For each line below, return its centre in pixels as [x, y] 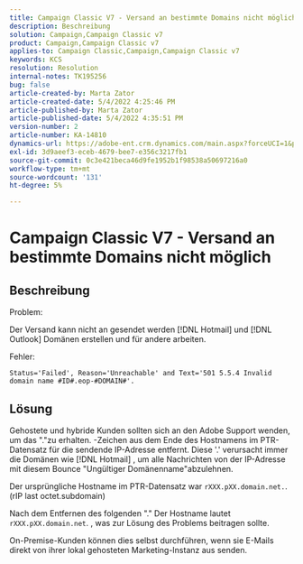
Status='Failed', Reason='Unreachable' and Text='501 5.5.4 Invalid [141, 374]
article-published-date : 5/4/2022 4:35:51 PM [96, 118]
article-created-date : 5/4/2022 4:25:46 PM [92, 102]
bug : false [30, 85]
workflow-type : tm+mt [50, 169]
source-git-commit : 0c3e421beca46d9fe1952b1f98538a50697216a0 [129, 160]
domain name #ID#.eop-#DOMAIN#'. [72, 381]
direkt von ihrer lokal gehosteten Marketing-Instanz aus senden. [129, 550]
